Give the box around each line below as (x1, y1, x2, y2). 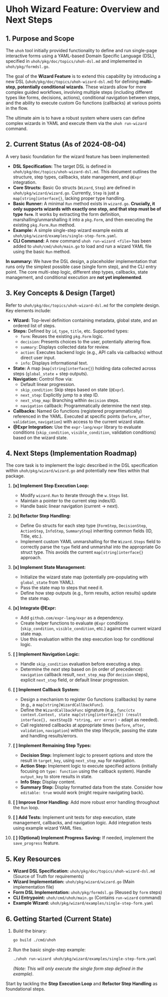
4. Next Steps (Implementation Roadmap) (5, 449, 137, 458)
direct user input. (20, 354, 56, 360)
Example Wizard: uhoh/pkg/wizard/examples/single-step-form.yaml (12, 900, 154, 906)
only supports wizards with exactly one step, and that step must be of (12, 206, 161, 212)
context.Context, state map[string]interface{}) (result (20, 712, 142, 717)
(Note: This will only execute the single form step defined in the (12, 965, 143, 971)
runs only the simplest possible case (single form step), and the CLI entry (5, 264, 157, 270)
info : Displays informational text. (20, 360, 88, 366)
